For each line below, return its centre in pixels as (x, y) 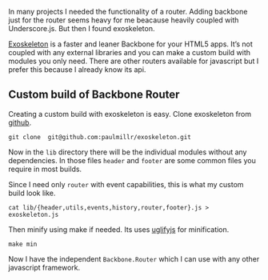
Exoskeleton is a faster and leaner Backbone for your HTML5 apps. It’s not (131, 44)
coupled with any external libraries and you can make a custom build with (129, 52)
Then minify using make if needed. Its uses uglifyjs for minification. (119, 229)
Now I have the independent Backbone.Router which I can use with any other (134, 258)
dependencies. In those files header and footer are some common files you (132, 160)
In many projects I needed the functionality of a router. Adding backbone (128, 12)
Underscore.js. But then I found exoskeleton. (82, 28)
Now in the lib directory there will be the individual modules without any (128, 152)
